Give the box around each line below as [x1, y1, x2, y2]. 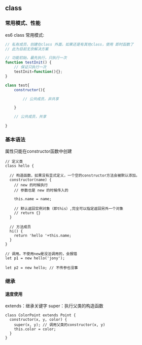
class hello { [5, 164, 35, 169]
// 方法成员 [9, 225, 31, 230]
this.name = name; [14, 197, 52, 202]
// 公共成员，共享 [14, 114, 47, 119]
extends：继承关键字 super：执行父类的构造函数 [5, 303, 104, 309]
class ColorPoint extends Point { [5, 313, 76, 318]
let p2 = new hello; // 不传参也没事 [5, 265, 78, 271]
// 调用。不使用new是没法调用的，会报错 [5, 251, 77, 257]
